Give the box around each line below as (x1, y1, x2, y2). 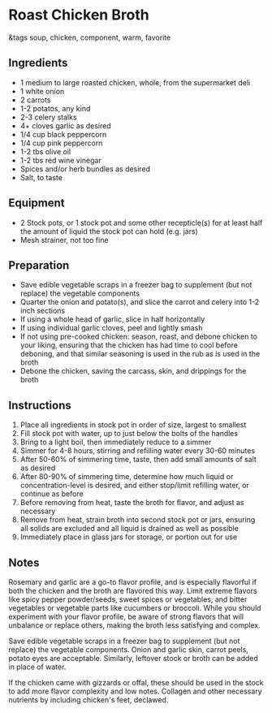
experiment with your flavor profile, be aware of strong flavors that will (8, 611, 244, 621)
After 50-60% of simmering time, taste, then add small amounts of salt (19, 455, 257, 465)
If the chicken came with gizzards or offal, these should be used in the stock (8, 678, 264, 687)
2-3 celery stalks (19, 112, 77, 122)
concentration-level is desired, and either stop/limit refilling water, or (19, 481, 249, 490)
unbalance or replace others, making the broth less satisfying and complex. (8, 620, 261, 630)
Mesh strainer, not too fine (19, 235, 109, 244)
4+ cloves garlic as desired (19, 120, 111, 131)
